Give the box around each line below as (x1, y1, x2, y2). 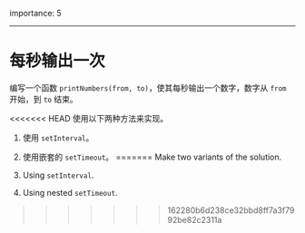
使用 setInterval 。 (22, 131, 94, 143)
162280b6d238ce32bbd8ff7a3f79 (167, 204, 295, 216)
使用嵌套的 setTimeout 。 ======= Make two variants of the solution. (22, 151, 282, 162)
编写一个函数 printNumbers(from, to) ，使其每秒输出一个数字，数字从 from (9, 82, 288, 93)
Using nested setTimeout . (22, 187, 118, 198)
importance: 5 (9, 8, 62, 18)
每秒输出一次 (9, 51, 106, 72)
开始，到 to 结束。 (9, 93, 79, 104)
